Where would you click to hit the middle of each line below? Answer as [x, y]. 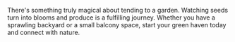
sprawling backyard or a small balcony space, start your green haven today [117, 25]
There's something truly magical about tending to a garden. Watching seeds [117, 10]
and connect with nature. [44, 32]
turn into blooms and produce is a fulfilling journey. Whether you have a [111, 17]
